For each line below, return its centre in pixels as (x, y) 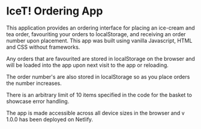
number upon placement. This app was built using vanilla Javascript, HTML (99, 40)
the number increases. (34, 83)
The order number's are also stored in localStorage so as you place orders (98, 77)
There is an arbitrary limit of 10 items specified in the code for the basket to (99, 95)
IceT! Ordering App (55, 11)
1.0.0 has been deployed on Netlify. (50, 119)
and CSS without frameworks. (43, 47)
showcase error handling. (38, 101)
